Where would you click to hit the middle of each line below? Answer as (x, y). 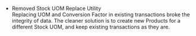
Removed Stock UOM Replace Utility (56, 8)
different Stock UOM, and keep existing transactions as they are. (91, 27)
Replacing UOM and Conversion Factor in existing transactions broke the (101, 15)
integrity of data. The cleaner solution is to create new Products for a (96, 21)
